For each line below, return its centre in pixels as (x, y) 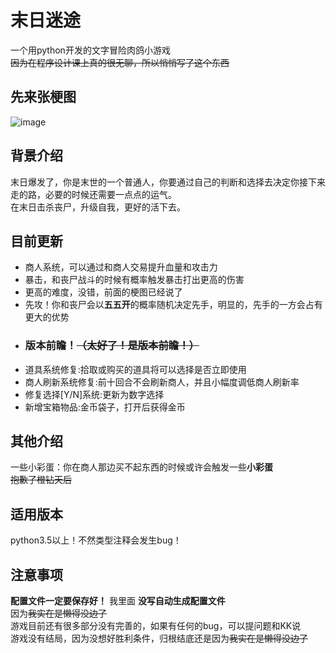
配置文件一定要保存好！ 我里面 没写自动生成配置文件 (118, 601)
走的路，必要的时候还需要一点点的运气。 (93, 194)
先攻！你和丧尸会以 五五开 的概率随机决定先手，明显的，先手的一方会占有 (173, 305)
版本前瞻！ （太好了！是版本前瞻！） (112, 346)
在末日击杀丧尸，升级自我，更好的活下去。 (98, 207)
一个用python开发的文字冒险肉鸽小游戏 (90, 50)
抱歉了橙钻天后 (41, 480)
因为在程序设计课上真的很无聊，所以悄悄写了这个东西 (120, 62)
